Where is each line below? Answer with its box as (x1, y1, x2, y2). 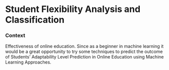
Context (5, 32, 26, 39)
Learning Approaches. (5, 59, 52, 65)
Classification (5, 14, 64, 25)
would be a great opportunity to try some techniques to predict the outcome (5, 48, 163, 54)
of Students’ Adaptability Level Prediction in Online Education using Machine (5, 54, 164, 60)
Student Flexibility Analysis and (5, 3, 141, 15)
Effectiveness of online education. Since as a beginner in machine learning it (5, 43, 164, 49)
